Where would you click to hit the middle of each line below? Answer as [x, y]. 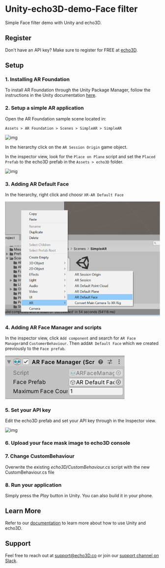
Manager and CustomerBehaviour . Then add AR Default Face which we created [82, 343]
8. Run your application [33, 485]
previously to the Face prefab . [35, 349]
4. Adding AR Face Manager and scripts [53, 327]
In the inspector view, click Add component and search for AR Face [70, 338]
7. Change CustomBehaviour [40, 456]
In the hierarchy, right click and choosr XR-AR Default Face [64, 195]
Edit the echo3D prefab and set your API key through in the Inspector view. [81, 421]
